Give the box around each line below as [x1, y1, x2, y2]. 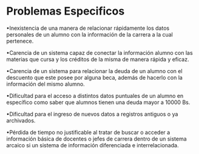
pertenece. [6, 37, 34, 44]
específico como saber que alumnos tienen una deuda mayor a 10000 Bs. [6, 99, 191, 106]
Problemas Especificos [6, 4, 125, 18]
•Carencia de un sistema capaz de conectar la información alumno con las [6, 49, 193, 56]
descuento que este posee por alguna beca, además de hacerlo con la [6, 74, 183, 81]
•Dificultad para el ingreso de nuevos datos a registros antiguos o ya [6, 110, 178, 117]
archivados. [6, 117, 36, 124]
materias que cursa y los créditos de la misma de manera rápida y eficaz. [6, 55, 189, 63]
